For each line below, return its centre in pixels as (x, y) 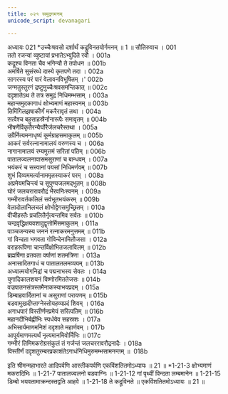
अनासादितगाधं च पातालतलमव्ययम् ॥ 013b (56, 263)
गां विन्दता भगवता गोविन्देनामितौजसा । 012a (57, 239)
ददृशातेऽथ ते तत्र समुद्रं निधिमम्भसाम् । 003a (58, 95)
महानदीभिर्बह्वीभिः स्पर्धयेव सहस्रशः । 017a (54, 319)
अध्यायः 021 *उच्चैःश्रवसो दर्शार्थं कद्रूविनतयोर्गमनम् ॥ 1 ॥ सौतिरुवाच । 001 (92, 47)
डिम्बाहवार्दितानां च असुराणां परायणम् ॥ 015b (58, 295)
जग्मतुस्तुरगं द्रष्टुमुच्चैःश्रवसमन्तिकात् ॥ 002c (58, 87)
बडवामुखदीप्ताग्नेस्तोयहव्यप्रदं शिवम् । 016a (56, 303)
